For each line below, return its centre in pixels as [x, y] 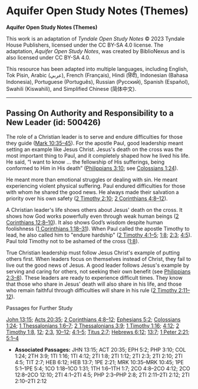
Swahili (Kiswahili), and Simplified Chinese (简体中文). [71, 89]
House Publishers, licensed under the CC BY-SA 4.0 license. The [85, 45]
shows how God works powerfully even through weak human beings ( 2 [93, 216]
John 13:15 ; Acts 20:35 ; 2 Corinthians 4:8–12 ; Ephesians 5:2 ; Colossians [93, 319]
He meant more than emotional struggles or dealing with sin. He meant [92, 179]
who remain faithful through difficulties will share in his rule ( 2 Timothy [92, 290]
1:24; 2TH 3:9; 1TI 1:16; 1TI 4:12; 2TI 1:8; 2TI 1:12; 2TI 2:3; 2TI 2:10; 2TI [98, 356]
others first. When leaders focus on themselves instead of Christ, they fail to [99, 259]
